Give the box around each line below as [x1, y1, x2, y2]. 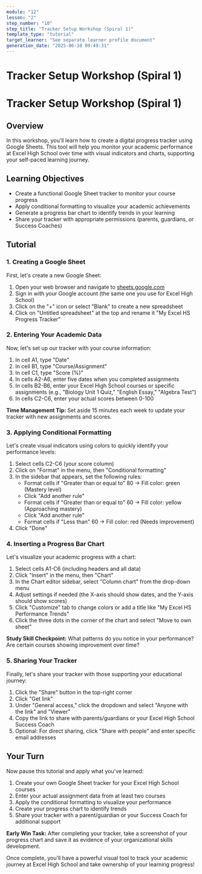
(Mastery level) [24, 486, 62, 493]
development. [6, 842, 41, 850]
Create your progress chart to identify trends [15, 805, 127, 812]
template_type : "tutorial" [6, 32, 74, 38]
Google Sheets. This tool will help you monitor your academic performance [6, 143, 193, 150]
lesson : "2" [6, 15, 36, 21]
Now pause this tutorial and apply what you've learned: [6, 767, 144, 775]
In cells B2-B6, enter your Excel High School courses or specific [15, 382, 175, 389]
